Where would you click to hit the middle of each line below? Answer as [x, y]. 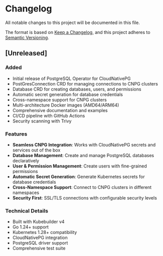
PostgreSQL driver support [40, 243]
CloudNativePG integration [40, 237]
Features [16, 134]
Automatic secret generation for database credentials [67, 94]
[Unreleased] [26, 53]
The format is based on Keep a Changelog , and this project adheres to [78, 32]
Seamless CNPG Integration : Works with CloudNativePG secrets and [84, 144]
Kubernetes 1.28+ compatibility [45, 232]
